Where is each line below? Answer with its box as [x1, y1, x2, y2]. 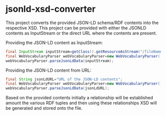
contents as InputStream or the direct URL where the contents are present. [5, 30, 157, 36]
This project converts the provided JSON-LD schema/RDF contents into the [5, 20, 159, 26]
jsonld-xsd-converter [5, 3, 96, 15]
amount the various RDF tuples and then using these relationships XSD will [5, 100, 157, 106]
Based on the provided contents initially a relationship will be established [5, 95, 153, 101]
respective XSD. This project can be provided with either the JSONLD [5, 25, 147, 30]
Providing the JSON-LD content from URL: [5, 67, 92, 73]
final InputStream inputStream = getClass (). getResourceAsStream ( [5, 49, 140, 54]
